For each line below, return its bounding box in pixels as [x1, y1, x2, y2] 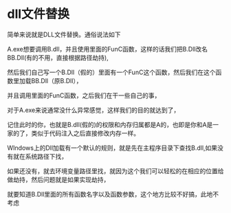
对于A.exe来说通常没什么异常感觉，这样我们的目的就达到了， [7, 106, 180, 114]
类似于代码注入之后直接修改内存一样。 [30, 128, 140, 137]
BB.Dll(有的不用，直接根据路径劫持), [7, 53, 109, 62]
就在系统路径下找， [12, 152, 67, 160]
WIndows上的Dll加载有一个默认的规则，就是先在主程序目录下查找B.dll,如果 [7, 144, 218, 152]
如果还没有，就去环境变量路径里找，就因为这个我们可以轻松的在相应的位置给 [7, 166, 224, 175]
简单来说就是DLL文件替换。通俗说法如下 [7, 30, 121, 38]
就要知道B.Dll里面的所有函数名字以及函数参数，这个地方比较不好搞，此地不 [7, 190, 219, 198]
